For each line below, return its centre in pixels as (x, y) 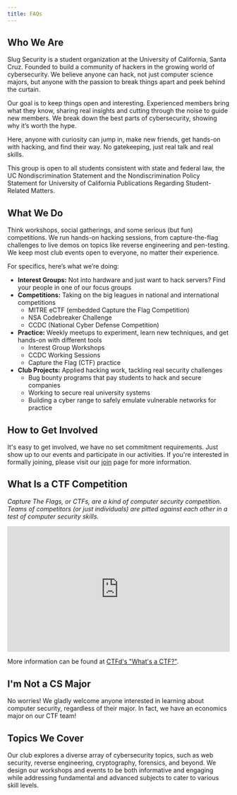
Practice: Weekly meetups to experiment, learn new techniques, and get (123, 332)
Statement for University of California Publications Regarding (96, 183)
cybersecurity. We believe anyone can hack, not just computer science (110, 74)
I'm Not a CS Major (49, 684)
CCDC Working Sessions (64, 355)
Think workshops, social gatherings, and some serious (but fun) (100, 230)
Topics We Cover (45, 738)
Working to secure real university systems (89, 393)
